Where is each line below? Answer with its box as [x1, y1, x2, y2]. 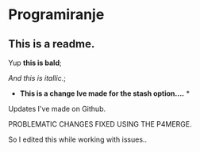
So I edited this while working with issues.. [8, 135, 148, 144]
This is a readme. [8, 37, 95, 51]
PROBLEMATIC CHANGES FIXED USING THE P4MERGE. [8, 120, 192, 128]
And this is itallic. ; [8, 74, 66, 82]
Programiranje [8, 6, 105, 24]
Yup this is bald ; [8, 58, 62, 67]
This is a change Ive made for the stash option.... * [19, 89, 190, 98]
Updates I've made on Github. [8, 104, 106, 113]
